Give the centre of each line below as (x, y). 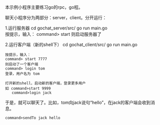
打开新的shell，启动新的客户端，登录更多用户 (46, 83)
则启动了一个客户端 (22, 64)
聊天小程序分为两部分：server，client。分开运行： (56, 18)
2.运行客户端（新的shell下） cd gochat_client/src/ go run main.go (71, 45)
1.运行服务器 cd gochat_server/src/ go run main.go (56, 28)
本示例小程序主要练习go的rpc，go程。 (44, 7)
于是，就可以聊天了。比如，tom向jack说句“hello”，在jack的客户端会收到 (78, 102)
